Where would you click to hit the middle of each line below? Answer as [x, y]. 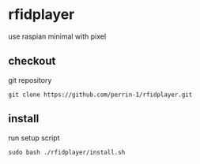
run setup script [34, 138]
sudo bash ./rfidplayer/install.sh [67, 152]
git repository [30, 80]
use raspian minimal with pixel [57, 36]
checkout [32, 61]
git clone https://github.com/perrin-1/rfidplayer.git [100, 95]
